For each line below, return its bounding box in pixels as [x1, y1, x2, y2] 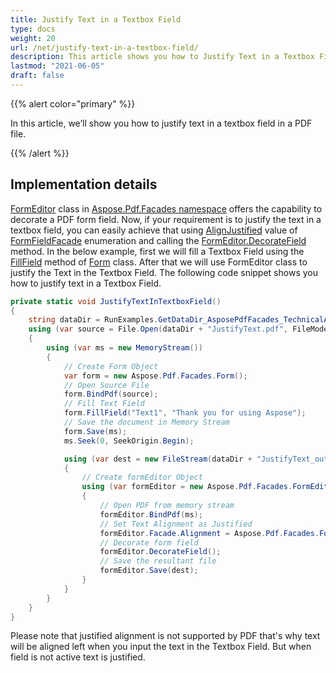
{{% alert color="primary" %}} [10, 97, 136, 110]
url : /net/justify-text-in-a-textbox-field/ [10, 42, 199, 53]
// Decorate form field [99, 537, 199, 548]
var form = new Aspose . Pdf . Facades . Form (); [63, 371, 248, 381]
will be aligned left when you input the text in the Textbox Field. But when [10, 641, 312, 653]
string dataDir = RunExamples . [28, 315, 159, 325]
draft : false [10, 71, 65, 81]
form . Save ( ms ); [63, 426, 128, 436]
